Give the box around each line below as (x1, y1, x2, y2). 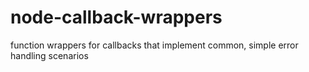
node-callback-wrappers (10, 6, 223, 29)
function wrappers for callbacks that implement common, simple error (10, 39, 299, 51)
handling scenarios (10, 49, 89, 61)
